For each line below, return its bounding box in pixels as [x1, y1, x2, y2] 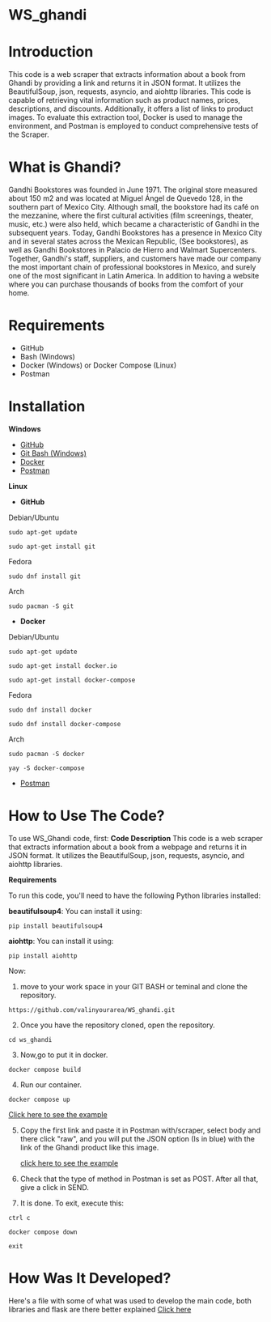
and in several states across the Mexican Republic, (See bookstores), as [8, 236, 248, 246]
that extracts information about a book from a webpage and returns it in [8, 842, 248, 852]
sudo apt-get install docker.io [8, 661, 117, 670]
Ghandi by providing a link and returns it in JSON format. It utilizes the [8, 79, 241, 88]
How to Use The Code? [8, 807, 165, 825]
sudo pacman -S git [8, 601, 74, 610]
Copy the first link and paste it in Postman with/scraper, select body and [19, 1125, 261, 1135]
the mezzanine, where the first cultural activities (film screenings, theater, [8, 210, 254, 220]
